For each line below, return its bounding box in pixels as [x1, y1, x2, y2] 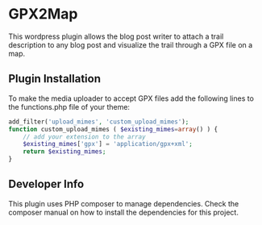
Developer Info [8, 177, 85, 191]
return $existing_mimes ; [23, 148, 106, 156]
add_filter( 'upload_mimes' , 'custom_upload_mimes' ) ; [8, 118, 189, 126]
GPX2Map [8, 5, 78, 23]
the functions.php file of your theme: [8, 102, 131, 111]
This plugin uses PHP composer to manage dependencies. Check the [8, 198, 239, 208]
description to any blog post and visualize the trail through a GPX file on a [8, 40, 253, 49]
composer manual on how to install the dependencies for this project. [8, 207, 239, 217]
